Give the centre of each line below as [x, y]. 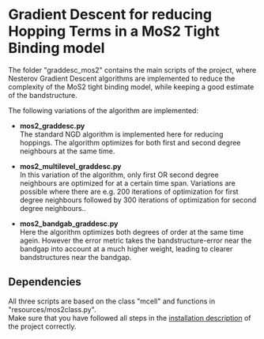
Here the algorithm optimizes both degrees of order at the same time [132, 232]
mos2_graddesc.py [52, 126]
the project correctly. [42, 326]
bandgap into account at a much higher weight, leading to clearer [126, 249]
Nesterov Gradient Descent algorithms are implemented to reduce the [122, 78]
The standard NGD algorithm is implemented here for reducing [121, 134]
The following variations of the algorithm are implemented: [104, 110]
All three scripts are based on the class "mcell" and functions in [112, 301]
